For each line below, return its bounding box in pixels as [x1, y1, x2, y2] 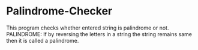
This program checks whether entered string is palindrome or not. [6, 24, 169, 31]
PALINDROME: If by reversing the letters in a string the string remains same [6, 30, 192, 37]
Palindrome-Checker [6, 4, 113, 18]
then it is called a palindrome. [6, 37, 79, 44]
